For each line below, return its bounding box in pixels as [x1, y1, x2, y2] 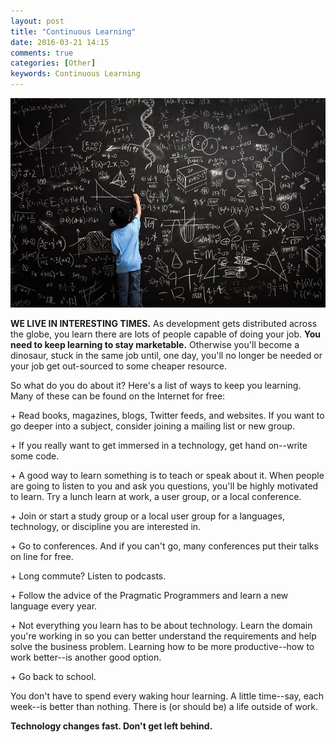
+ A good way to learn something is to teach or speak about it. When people [10, 470, 325, 482]
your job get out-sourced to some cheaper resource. [10, 360, 228, 372]
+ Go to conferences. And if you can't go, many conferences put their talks [10, 540, 319, 552]
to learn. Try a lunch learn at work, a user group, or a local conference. [10, 491, 302, 503]
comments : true [10, 48, 74, 58]
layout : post [10, 16, 65, 26]
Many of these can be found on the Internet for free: [10, 390, 226, 402]
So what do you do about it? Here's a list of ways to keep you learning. [10, 380, 302, 392]
